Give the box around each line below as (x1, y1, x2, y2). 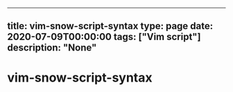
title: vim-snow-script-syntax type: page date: (7, 20, 214, 32)
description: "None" (7, 42, 97, 54)
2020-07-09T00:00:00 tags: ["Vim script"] (7, 31, 201, 43)
